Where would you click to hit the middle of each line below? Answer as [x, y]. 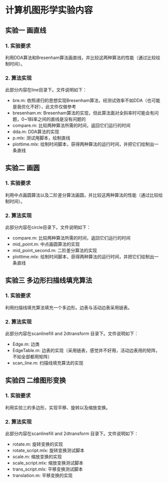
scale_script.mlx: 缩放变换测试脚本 [48, 463]
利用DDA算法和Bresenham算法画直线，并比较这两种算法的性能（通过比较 [80, 57]
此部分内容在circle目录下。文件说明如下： [48, 227]
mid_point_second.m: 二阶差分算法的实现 [55, 250]
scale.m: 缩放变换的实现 [37, 457]
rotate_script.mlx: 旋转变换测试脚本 [48, 450]
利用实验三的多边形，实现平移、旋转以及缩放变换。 [58, 407]
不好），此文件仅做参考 [53, 107]
